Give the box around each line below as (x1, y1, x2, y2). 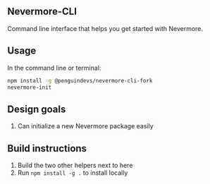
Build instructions (7, 142, 87, 154)
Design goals (7, 103, 66, 115)
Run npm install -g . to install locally (17, 168, 128, 177)
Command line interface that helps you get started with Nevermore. (7, 24, 203, 32)
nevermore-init (7, 84, 52, 91)
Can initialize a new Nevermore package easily (17, 122, 154, 130)
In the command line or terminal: (7, 63, 101, 72)
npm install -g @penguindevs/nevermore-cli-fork (7, 77, 153, 84)
